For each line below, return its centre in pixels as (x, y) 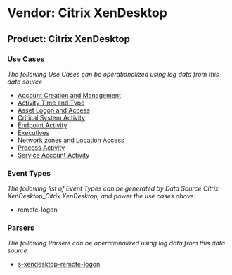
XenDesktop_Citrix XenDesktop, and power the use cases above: (102, 196)
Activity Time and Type (51, 103)
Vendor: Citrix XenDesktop (87, 13)
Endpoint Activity (42, 125)
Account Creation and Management (69, 95)
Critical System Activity (51, 117)
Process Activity (41, 147)
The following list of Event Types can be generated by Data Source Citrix (113, 188)
